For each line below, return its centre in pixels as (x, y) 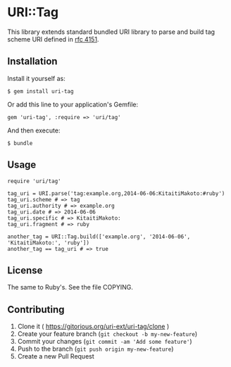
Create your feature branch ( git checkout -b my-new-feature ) (107, 334)
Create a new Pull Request (56, 356)
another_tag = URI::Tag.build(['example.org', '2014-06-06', (99, 237)
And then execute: (34, 130)
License (25, 270)
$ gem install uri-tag (40, 91)
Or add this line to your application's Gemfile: (73, 104)
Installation (32, 62)
